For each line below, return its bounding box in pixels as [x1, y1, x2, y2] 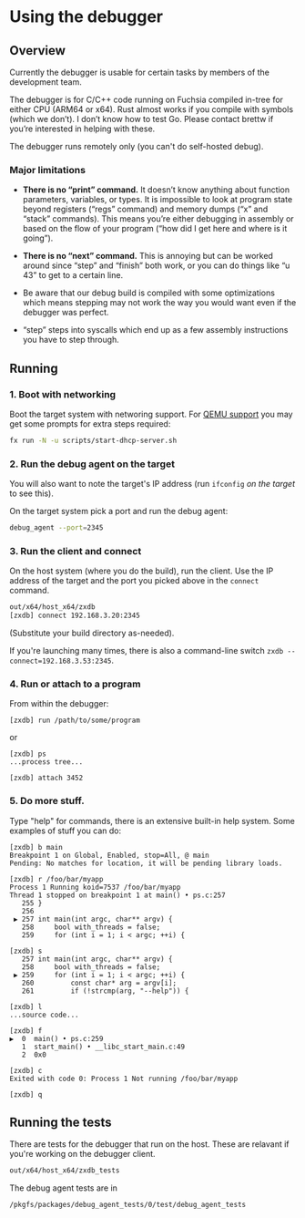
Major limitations [9, 163, 86, 176]
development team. [9, 77, 82, 88]
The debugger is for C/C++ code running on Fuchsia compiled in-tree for [9, 94, 284, 105]
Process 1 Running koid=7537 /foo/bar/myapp [9, 883, 181, 892]
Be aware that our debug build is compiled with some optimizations [22, 287, 276, 298]
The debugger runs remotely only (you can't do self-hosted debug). [9, 141, 264, 151]
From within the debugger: [9, 698, 109, 709]
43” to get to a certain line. [22, 270, 124, 281]
